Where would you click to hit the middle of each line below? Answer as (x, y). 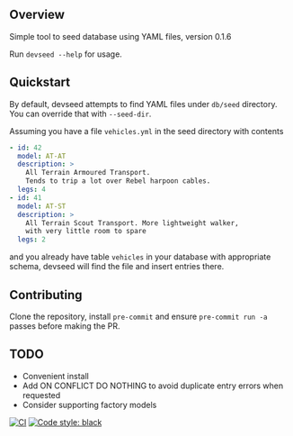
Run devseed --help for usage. (66, 54)
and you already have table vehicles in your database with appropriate (140, 257)
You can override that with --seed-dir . (80, 114)
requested (41, 395)
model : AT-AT (42, 156)
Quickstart (40, 82)
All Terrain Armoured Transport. (88, 173)
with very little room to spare (86, 232)
